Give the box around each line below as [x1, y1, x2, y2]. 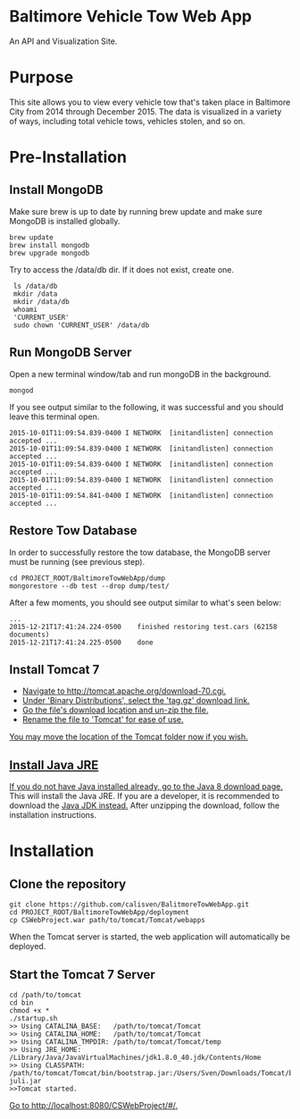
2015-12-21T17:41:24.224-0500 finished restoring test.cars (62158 [9, 622, 278, 631]
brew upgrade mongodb [9, 248, 90, 257]
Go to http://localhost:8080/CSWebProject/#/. [9, 1099, 179, 1110]
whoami [12, 305, 38, 314]
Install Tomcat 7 [9, 661, 100, 677]
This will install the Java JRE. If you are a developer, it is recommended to [9, 791, 279, 802]
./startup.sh [9, 1014, 58, 1022]
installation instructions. [9, 810, 97, 820]
